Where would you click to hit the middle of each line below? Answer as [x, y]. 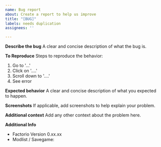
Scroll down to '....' [31, 76]
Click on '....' [25, 71]
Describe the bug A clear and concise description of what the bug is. [76, 46]
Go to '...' [21, 66]
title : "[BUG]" [21, 19]
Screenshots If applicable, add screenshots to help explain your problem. [80, 106]
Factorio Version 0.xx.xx [37, 134]
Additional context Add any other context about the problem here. [73, 115]
